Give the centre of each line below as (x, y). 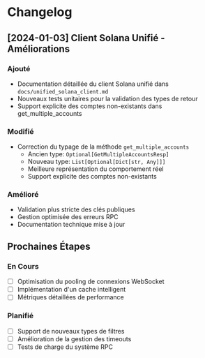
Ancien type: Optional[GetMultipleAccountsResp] (98, 154)
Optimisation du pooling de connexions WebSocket (91, 282)
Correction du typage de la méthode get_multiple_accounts (103, 147)
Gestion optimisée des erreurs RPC (68, 217)
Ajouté (19, 68)
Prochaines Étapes (49, 246)
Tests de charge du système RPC (65, 347)
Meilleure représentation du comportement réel (96, 169)
